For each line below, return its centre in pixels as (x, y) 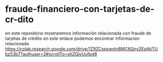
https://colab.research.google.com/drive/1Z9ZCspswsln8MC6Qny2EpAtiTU (81, 49)
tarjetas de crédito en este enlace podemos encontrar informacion (72, 38)
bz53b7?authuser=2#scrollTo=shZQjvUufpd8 (51, 54)
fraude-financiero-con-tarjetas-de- (80, 9)
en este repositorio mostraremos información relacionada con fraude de (78, 33)
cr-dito (19, 19)
